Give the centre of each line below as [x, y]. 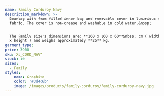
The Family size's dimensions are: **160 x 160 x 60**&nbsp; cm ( [78, 36]
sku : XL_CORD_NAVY [24, 54]
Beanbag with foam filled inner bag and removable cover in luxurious [83, 19]
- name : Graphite [27, 77]
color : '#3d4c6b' [31, 82]
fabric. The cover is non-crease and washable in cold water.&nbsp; [81, 23]
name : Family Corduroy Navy [34, 10]
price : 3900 [17, 50]
